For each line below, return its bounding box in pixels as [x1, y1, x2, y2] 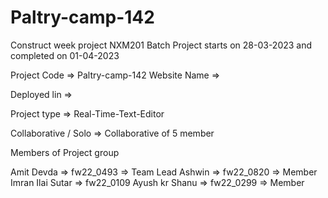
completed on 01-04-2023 [10, 49, 120, 61]
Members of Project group [10, 146, 120, 158]
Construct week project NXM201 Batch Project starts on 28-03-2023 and [10, 39, 313, 51]
